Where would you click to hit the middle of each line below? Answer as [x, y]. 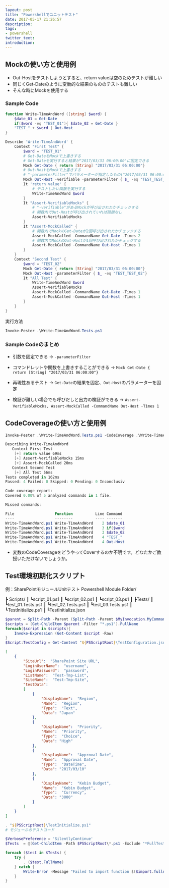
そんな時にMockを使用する [40, 90]
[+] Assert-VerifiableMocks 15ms [49, 458]
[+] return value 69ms [38, 454]
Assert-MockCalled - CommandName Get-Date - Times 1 [86, 292]
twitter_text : [20, 38]
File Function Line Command [64, 514]
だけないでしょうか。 [48, 559]
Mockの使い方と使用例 [41, 64]
